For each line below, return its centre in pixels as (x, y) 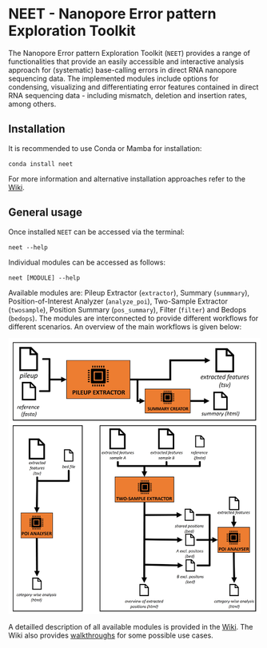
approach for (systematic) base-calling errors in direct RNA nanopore (123, 70)
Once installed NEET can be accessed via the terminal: (97, 232)
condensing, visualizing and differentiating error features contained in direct (133, 87)
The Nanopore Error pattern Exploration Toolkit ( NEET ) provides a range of (129, 53)
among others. (32, 104)
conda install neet (41, 164)
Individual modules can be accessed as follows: (87, 262)
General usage (45, 213)
